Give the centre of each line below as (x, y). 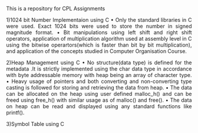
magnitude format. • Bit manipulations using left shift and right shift (99, 32)
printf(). (15, 112)
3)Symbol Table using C (35, 124)
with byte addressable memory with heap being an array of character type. (99, 75)
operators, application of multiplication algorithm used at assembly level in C (99, 39)
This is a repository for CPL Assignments (56, 9)
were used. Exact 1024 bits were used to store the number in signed (99, 26)
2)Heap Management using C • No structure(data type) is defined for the (99, 62)
